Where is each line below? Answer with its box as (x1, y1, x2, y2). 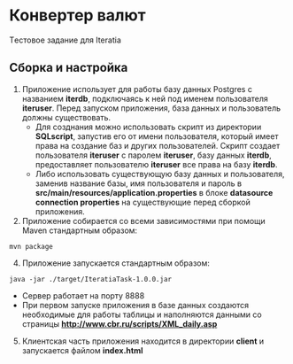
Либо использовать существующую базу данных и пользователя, (35, 168, 285, 179)
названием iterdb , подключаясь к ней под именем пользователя (21, 93, 268, 104)
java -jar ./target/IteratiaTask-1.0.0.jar (9, 275, 173, 283)
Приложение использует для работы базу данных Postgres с (21, 83, 252, 94)
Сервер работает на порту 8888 (21, 290, 145, 301)
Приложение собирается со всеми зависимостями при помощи (21, 215, 266, 226)
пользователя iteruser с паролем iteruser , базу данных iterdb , (35, 150, 272, 160)
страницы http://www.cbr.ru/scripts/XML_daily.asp (21, 318, 218, 329)
